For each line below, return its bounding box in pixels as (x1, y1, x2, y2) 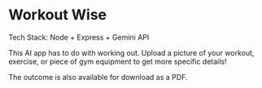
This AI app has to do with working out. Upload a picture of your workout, (8, 48, 255, 57)
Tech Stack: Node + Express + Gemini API (8, 32, 150, 42)
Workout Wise (8, 6, 107, 24)
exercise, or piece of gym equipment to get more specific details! (8, 57, 227, 66)
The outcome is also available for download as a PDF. (8, 72, 188, 82)
